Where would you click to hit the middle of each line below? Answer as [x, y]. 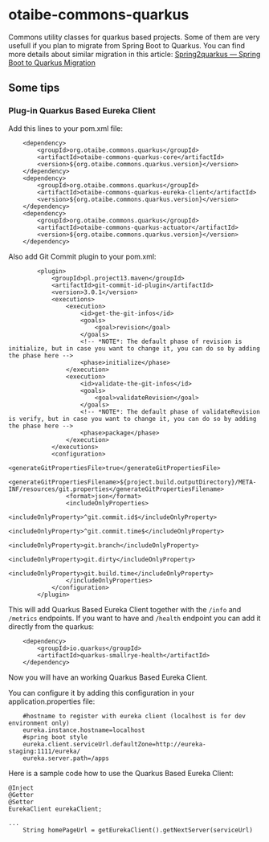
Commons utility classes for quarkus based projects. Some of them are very [134, 37]
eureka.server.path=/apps [66, 758]
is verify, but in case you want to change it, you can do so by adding [132, 419]
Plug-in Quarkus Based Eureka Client [82, 111]
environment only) [39, 723]
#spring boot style [55, 737]
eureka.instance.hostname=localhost [84, 730]
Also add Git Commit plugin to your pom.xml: [82, 256]
